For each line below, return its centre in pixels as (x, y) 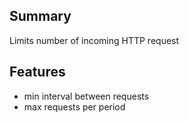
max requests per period (74, 106)
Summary (40, 16)
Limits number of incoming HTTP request (94, 40)
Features (37, 72)
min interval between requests (86, 96)
